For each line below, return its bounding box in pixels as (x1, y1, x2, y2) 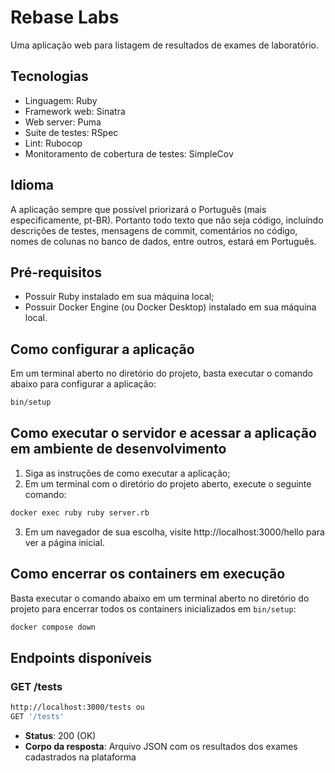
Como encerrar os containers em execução (10, 566, 286, 583)
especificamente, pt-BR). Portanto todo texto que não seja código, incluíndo (10, 214, 324, 226)
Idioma (10, 177, 55, 194)
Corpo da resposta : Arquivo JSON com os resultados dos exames (24, 740, 298, 752)
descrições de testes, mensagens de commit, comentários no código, (10, 224, 298, 236)
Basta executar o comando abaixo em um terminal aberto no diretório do (10, 592, 310, 604)
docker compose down (10, 622, 97, 632)
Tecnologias (10, 68, 89, 85)
